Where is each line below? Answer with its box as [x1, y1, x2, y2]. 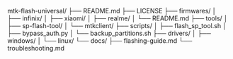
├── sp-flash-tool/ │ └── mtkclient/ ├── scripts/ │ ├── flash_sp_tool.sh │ [7, 22, 227, 29]
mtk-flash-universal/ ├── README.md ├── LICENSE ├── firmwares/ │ [7, 7, 217, 15]
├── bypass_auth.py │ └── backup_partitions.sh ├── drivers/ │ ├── [7, 29, 211, 37]
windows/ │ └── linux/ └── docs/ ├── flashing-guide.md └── [7, 37, 193, 45]
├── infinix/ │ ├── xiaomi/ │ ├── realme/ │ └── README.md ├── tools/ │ [7, 14, 228, 22]
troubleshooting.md [7, 44, 65, 52]
